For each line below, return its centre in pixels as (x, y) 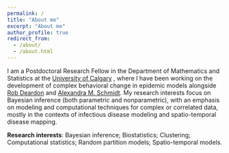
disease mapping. (32, 122)
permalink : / (26, 13)
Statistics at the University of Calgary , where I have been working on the (110, 78)
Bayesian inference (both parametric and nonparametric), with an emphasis (113, 100)
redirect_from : (29, 39)
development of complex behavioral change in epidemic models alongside (112, 85)
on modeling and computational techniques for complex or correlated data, (113, 107)
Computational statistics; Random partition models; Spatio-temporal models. (114, 142)
